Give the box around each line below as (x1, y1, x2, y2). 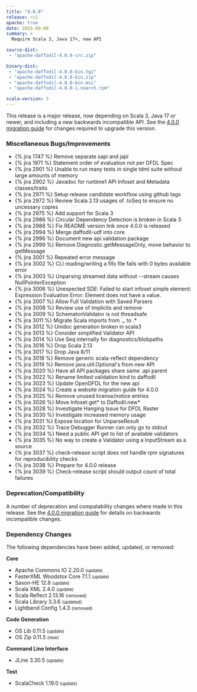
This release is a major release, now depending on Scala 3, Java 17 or (6, 112, 176, 119)
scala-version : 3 (6, 96, 49, 102)
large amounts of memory (14, 172, 78, 179)
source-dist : (6, 47, 38, 53)
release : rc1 (6, 14, 38, 20)
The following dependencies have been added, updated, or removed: (6, 543, 175, 550)
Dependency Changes (6, 530, 72, 538)
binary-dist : (6, 63, 38, 69)
